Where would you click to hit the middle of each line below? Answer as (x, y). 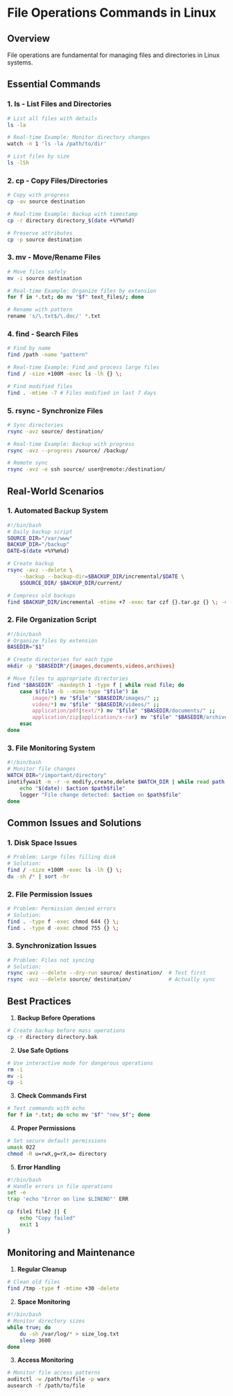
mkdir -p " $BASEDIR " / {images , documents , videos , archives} (91, 666)
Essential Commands (54, 84)
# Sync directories (35, 425)
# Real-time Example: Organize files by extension (82, 291)
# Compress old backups (42, 595)
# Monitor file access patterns (54, 1373)
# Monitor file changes (42, 769)
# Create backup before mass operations (67, 1031)
